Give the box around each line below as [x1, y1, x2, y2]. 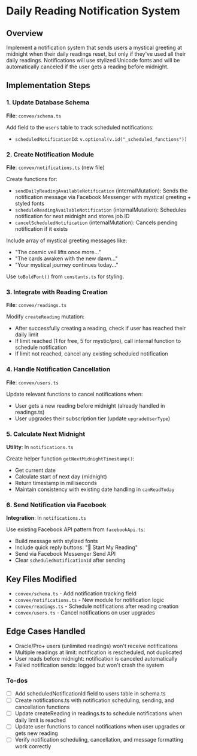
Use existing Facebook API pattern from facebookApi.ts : [6, 526, 146, 533]
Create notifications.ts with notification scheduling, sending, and [14, 697, 174, 704]
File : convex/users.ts [6, 379, 59, 386]
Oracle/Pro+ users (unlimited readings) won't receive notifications [14, 642, 178, 649]
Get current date [14, 466, 56, 474]
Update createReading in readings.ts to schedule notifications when [14, 710, 183, 717]
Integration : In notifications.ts [6, 514, 87, 522]
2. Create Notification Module [6, 150, 95, 158]
